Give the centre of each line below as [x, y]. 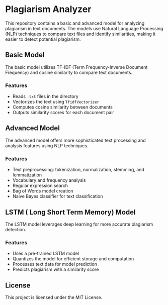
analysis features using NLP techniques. [47, 145]
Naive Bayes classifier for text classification [58, 196]
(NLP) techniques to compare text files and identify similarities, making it [80, 34]
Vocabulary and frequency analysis [49, 180]
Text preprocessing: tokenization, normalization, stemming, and [78, 170]
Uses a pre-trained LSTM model [46, 253]
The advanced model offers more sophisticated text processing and [75, 140]
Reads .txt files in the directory [46, 96]
